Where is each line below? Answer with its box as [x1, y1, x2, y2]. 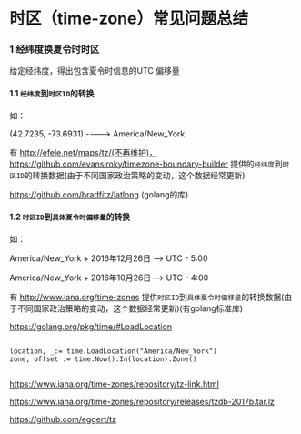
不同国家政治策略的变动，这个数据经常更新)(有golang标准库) [16, 302, 244, 314]
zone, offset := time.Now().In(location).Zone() [9, 354, 197, 364]
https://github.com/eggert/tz [9, 413, 116, 424]
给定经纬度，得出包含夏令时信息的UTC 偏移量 [9, 66, 180, 76]
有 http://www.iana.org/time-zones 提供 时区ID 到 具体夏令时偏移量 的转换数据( [9, 291, 285, 302]
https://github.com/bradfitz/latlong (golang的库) [9, 188, 189, 200]
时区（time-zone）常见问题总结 [9, 8, 248, 29]
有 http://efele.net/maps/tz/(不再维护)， [9, 146, 157, 157]
